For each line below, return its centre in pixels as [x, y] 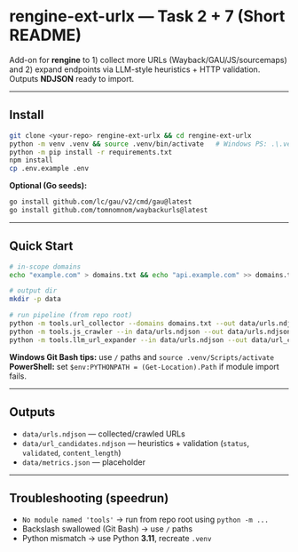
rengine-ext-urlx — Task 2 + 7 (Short [147, 16]
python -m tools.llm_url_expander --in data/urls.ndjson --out [129, 340]
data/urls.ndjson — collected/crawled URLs [104, 434]
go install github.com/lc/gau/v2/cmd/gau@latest [101, 202]
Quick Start [41, 246]
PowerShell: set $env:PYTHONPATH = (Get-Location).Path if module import [144, 366]
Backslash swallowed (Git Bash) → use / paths [107, 529]
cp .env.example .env [49, 169]
